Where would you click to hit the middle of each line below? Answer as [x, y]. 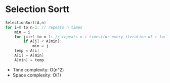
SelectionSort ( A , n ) [26, 23]
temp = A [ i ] [27, 51]
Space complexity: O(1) [37, 75]
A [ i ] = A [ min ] [29, 56]
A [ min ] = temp [29, 60]
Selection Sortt [37, 9]
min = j [40, 46]
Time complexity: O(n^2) [38, 69]
